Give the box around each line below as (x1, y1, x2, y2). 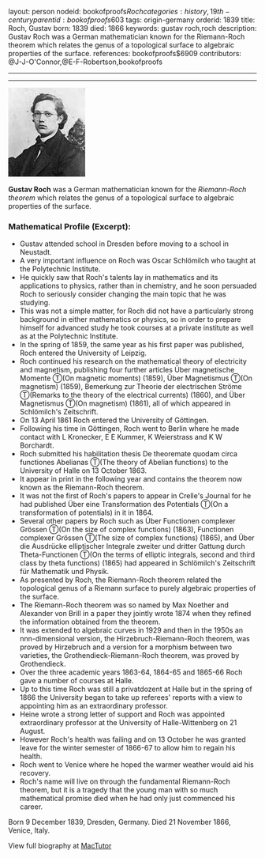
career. (19, 802, 43, 811)
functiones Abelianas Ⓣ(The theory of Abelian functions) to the (19, 458, 229, 467)
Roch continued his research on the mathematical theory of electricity (19, 357, 247, 366)
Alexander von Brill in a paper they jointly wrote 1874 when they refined (19, 609, 252, 618)
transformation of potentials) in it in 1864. (19, 508, 154, 517)
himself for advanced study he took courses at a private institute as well (19, 323, 254, 333)
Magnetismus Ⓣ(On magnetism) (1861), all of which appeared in (19, 399, 231, 408)
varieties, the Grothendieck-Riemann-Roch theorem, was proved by (19, 651, 240, 660)
